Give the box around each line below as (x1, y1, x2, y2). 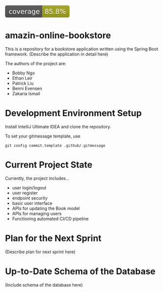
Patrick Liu (12, 80, 34, 86)
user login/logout (12, 185, 47, 190)
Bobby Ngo (12, 70, 35, 76)
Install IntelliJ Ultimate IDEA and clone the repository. (5, 123, 111, 129)
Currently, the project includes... (5, 175, 70, 181)
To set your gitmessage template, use (5, 133, 81, 139)
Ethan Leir (12, 75, 33, 81)
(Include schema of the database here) (5, 282, 83, 288)
